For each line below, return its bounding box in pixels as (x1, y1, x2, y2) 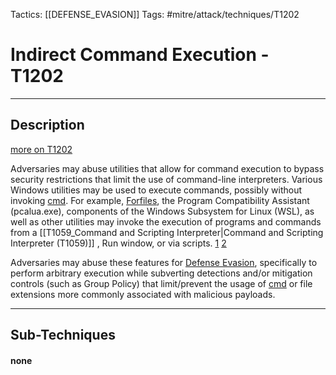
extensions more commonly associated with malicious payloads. (10, 288, 276, 300)
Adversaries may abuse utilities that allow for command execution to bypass (10, 162, 325, 174)
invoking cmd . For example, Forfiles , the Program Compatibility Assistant (10, 194, 310, 206)
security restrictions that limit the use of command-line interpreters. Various (10, 173, 323, 185)
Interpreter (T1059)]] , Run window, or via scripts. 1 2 (10, 237, 227, 249)
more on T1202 (10, 143, 73, 155)
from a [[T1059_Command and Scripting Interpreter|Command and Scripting (10, 226, 324, 238)
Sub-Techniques (10, 327, 116, 344)
